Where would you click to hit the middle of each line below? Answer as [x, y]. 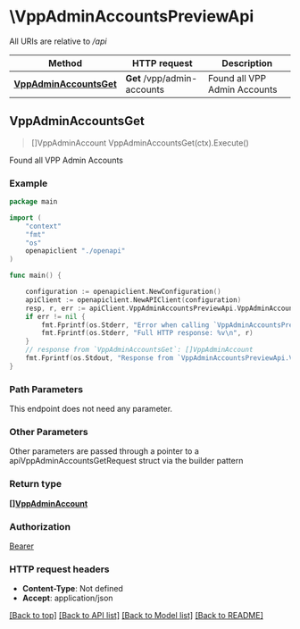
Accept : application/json [67, 598]
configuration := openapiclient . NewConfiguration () [123, 292]
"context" [44, 226]
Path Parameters [46, 389]
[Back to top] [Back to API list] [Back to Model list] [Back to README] [136, 616]
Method [66, 63]
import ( [25, 218]
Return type [36, 484]
